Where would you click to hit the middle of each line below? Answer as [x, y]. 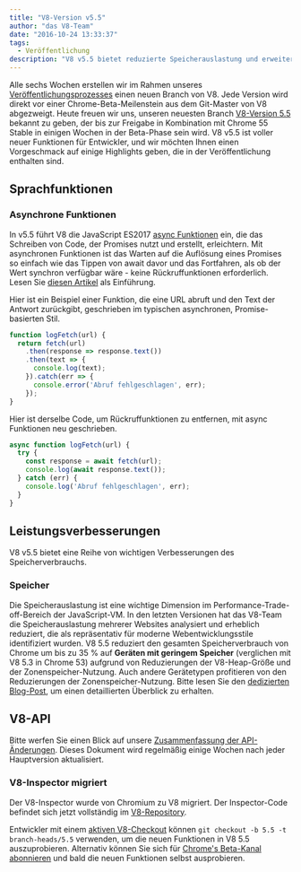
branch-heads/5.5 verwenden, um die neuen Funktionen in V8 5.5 [129, 839]
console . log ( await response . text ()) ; [96, 470]
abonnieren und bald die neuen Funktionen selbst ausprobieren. [127, 858]
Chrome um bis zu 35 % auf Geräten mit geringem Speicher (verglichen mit [150, 652]
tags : [19, 43]
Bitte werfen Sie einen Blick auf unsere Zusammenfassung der [125, 740]
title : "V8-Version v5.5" [57, 17]
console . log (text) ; [69, 369]
